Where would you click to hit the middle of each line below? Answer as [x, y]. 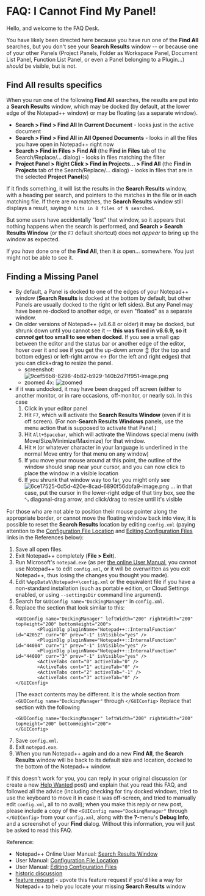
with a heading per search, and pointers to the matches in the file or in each [102, 195]
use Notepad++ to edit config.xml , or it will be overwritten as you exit [103, 569]
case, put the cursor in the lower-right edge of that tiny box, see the [110, 492]
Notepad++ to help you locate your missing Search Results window [100, 886]
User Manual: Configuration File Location [67, 860]
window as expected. [33, 239]
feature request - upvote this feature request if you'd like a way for [99, 880]
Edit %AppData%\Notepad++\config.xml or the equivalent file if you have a [105, 581]
